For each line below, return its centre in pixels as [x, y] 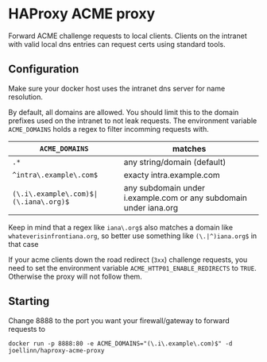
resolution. [26, 97]
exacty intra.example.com [172, 175]
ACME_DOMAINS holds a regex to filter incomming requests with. [108, 129]
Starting [29, 301]
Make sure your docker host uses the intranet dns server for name [117, 88]
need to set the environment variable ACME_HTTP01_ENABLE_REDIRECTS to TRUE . [132, 268]
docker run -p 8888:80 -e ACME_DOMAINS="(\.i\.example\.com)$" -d [120, 343]
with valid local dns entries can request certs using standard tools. [117, 44]
